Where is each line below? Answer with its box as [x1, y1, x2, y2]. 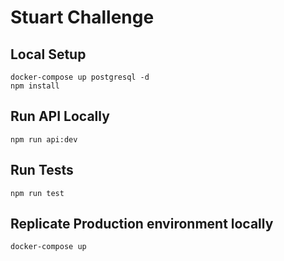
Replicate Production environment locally [10, 216, 274, 233]
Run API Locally [10, 108, 110, 125]
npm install [10, 81, 60, 91]
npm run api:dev [10, 134, 78, 145]
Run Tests [10, 162, 74, 179]
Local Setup [10, 46, 87, 63]
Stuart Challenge [10, 6, 155, 29]
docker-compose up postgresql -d [10, 72, 150, 82]
